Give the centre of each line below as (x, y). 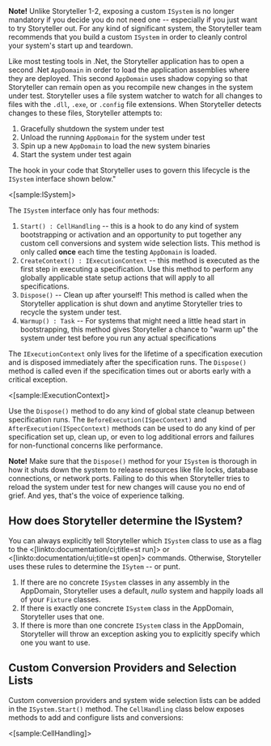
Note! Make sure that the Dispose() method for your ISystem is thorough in (133, 461)
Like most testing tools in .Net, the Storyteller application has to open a (126, 61)
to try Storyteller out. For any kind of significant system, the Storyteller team (135, 28)
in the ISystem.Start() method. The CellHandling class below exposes (127, 709)
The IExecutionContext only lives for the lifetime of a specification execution (135, 354)
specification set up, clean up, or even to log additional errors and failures (131, 437)
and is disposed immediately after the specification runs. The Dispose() (127, 362)
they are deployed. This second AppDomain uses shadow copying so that (128, 78)
